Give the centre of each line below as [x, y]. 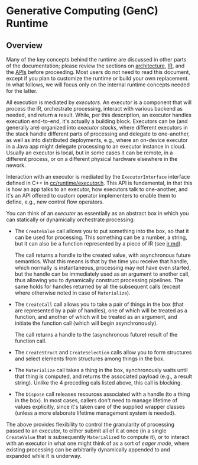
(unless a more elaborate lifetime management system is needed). [95, 413]
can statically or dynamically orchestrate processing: [71, 219]
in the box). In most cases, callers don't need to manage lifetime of [96, 400]
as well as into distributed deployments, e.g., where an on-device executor [97, 140]
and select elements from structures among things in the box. [90, 359]
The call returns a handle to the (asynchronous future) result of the [96, 335]
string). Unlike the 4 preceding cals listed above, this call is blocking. [98, 382]
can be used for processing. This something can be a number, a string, [101, 237]
